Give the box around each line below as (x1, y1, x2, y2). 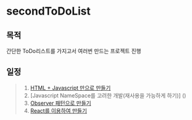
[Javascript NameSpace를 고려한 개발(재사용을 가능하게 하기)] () (30, 91, 187, 99)
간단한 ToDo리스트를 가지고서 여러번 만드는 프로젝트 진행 (6, 48, 142, 54)
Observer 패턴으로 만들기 (30, 99, 91, 107)
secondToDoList (6, 4, 91, 18)
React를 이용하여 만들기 (30, 107, 87, 114)
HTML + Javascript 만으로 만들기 (30, 84, 111, 91)
